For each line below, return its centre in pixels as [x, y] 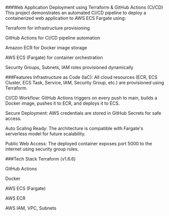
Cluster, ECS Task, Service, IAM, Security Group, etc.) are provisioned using [85, 83]
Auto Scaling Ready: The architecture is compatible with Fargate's [74, 128]
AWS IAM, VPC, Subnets [31, 208]
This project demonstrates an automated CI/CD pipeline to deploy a [76, 13]
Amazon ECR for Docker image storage [46, 48]
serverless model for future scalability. [45, 134]
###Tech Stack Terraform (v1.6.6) [41, 159]
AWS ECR [15, 198]
